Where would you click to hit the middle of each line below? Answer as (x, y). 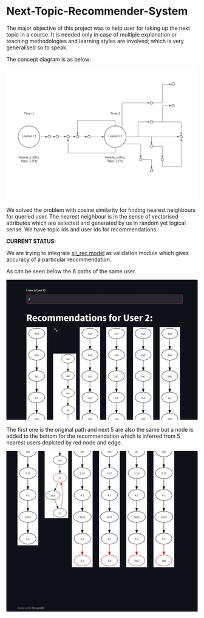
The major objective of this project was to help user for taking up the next (98, 28)
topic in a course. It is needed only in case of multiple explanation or (92, 34)
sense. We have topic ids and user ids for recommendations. (82, 229)
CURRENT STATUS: (31, 241)
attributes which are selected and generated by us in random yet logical (96, 223)
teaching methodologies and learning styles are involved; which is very (95, 41)
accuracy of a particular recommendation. (59, 259)
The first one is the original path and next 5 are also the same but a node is (100, 430)
